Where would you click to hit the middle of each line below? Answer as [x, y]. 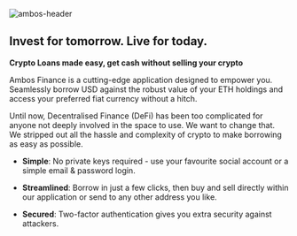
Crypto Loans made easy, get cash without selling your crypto [126, 63]
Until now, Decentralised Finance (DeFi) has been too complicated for [136, 116]
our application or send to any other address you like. [119, 197]
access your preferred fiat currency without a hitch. [103, 98]
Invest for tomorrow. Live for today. [109, 41]
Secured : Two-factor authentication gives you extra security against [147, 214]
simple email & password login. [78, 170]
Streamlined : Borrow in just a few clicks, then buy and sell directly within [155, 187]
